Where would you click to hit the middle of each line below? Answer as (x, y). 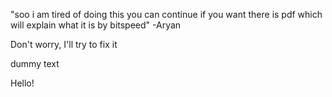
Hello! (22, 83)
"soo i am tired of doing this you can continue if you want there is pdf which (166, 14)
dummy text (35, 63)
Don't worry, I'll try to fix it (64, 44)
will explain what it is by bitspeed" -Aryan (96, 25)
